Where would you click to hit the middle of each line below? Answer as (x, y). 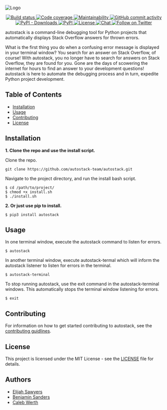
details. (13, 364)
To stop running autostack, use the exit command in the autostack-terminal (82, 284)
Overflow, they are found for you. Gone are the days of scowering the (77, 63)
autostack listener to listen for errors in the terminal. (58, 266)
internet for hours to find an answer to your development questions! (75, 68)
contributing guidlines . (28, 331)
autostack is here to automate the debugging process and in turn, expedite (82, 74)
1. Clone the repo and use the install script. (50, 150)
